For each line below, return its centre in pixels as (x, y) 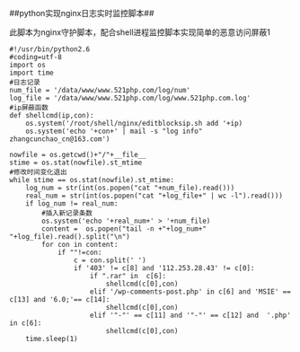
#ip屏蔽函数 (29, 108)
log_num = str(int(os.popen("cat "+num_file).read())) (130, 188)
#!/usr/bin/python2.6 (50, 49)
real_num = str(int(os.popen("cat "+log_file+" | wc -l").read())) (154, 196)
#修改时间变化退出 (38, 172)
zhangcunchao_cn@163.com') (60, 139)
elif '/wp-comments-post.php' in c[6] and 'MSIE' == (190, 292)
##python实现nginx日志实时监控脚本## (82, 13)
